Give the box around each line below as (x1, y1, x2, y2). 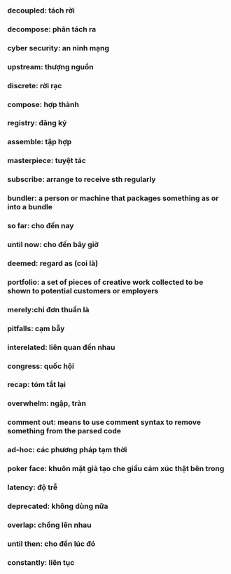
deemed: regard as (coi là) (7, 258, 99, 268)
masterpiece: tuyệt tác (7, 156, 86, 166)
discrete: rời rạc (7, 80, 62, 90)
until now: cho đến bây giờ (7, 239, 99, 249)
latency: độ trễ (7, 482, 58, 492)
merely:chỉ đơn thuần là (7, 304, 90, 314)
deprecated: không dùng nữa (7, 501, 108, 511)
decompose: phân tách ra (7, 24, 97, 34)
